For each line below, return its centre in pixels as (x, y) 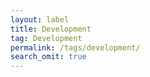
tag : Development (46, 38)
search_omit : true (48, 57)
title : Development (51, 29)
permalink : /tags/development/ (75, 47)
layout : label (40, 19)
